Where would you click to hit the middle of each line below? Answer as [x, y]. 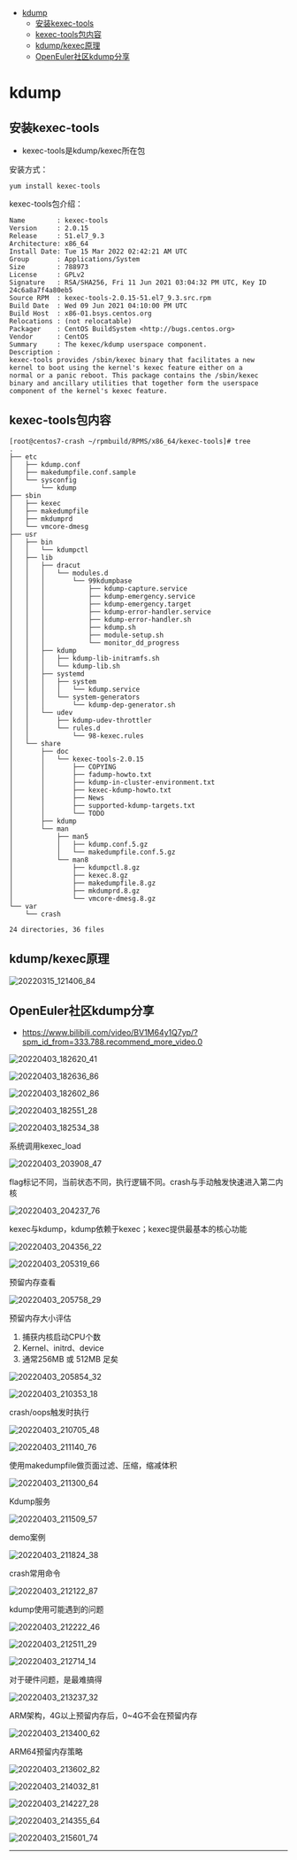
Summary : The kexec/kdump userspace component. [108, 345]
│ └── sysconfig [43, 480]
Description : [35, 353]
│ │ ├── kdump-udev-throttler [80, 720]
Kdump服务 [30, 1501]
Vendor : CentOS [49, 337]
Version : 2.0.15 [49, 229]
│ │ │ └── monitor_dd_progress [94, 643]
